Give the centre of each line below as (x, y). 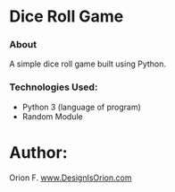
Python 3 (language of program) (81, 107)
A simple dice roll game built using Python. (88, 64)
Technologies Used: (54, 87)
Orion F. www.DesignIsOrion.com (71, 178)
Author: (39, 152)
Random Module (52, 116)
